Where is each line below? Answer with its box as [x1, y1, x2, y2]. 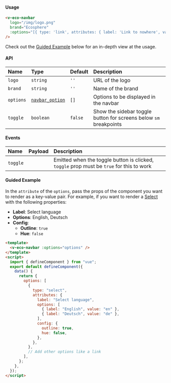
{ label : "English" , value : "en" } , [41, 307, 120, 312]
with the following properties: [5, 199, 67, 205]
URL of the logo [93, 76, 131, 84]
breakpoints [93, 120, 122, 127]
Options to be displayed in [93, 93, 156, 100]
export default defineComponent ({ [10, 264, 83, 269]
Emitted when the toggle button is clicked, [53, 156, 154, 163]
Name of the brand [93, 85, 138, 92]
